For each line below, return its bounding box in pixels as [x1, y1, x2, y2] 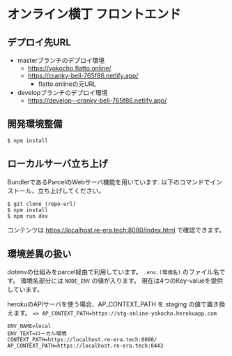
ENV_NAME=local [7, 322, 52, 330]
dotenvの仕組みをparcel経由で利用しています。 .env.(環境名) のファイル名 [7, 268, 219, 276]
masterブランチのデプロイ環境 [17, 57, 105, 64]
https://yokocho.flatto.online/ [27, 64, 111, 72]
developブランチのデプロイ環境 [17, 89, 108, 96]
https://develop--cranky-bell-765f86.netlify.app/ [27, 96, 167, 105]
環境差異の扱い [7, 249, 72, 260]
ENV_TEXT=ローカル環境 [7, 330, 67, 337]
